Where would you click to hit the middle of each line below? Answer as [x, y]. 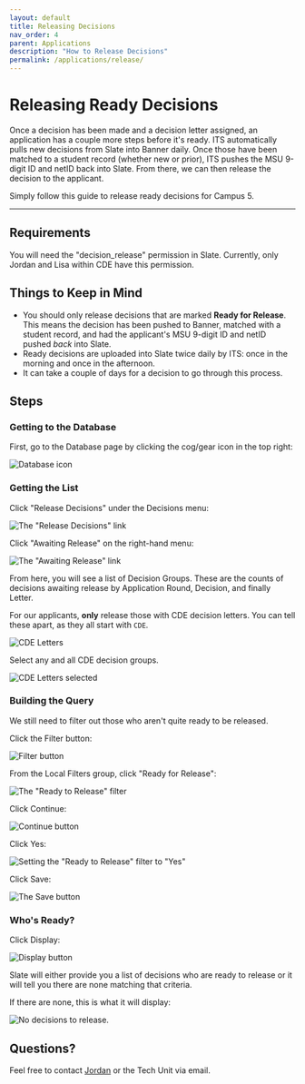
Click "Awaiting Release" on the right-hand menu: [102, 543]
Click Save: [30, 879]
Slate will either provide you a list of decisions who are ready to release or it [151, 975]
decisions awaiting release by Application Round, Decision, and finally [140, 587]
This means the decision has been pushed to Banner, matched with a [152, 324]
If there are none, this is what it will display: [90, 1002]
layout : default [40, 18]
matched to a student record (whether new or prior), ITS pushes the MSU [147, 159]
